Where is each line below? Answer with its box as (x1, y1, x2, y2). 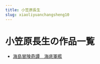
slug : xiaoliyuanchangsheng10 (5, 12, 70, 17)
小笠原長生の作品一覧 (5, 36, 95, 47)
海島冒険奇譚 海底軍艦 (12, 53, 62, 59)
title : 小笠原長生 (5, 7, 41, 13)
